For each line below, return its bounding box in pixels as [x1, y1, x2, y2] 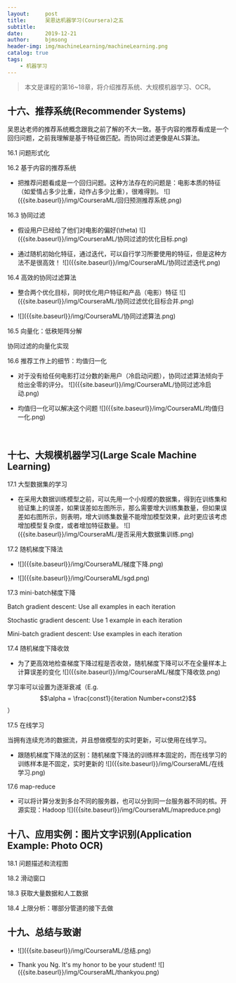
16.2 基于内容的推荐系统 [7, 164, 77, 172]
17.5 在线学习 [7, 721, 44, 730]
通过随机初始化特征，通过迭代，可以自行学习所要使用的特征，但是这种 [17, 250, 221, 258]
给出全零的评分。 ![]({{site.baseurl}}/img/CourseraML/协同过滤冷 [17, 381, 206, 389]
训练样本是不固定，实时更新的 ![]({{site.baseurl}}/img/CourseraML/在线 [17, 760, 224, 768]
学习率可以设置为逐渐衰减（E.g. [7, 682, 99, 692]
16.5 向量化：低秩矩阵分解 [7, 327, 82, 336]
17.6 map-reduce [7, 782, 56, 791]
